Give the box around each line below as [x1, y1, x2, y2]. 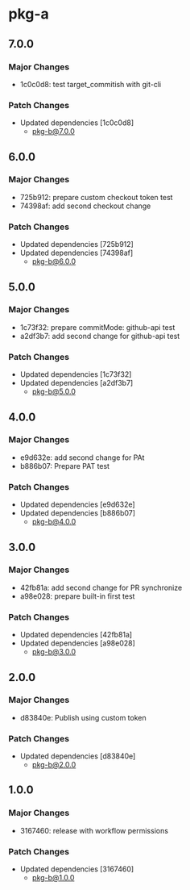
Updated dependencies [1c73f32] [19, 370, 132, 379]
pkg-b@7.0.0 [31, 127, 75, 136]
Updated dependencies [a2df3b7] [19, 378, 134, 388]
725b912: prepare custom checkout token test [19, 192, 173, 202]
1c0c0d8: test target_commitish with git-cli [19, 79, 162, 89]
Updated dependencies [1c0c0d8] [19, 118, 134, 127]
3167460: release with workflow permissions [19, 825, 169, 835]
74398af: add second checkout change [19, 201, 151, 211]
